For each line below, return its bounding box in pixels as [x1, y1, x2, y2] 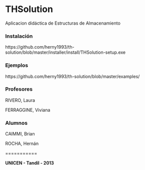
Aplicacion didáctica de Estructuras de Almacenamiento [5, 20, 121, 26]
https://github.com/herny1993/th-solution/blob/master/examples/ [5, 73, 140, 79]
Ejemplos [5, 62, 28, 69]
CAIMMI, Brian [5, 131, 35, 137]
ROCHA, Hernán [5, 140, 39, 146]
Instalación [5, 33, 33, 40]
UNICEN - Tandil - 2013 [5, 160, 54, 166]
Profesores [5, 86, 33, 93]
